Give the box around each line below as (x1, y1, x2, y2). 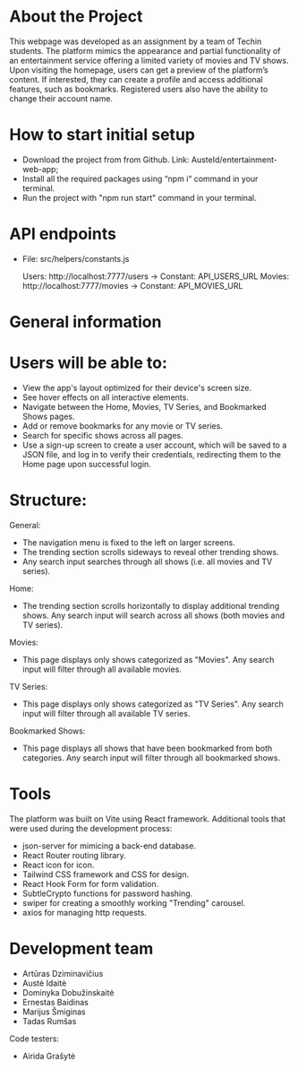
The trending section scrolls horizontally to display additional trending (21, 600, 280, 611)
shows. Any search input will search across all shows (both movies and (21, 610, 285, 621)
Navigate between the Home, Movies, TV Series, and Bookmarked (21, 401, 267, 412)
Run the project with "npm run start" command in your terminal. (21, 192, 257, 203)
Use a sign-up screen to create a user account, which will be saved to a (21, 439, 287, 450)
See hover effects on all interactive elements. (21, 392, 190, 403)
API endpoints (9, 224, 116, 244)
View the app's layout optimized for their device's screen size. (21, 382, 252, 393)
